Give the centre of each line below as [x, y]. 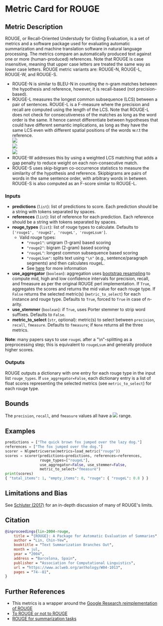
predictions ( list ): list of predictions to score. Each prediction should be [85, 206]
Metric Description [34, 27]
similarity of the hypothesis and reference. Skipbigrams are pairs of [79, 173]
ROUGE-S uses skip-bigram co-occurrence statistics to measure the [81, 168]
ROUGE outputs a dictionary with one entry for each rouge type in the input [80, 373]
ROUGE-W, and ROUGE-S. [31, 74]
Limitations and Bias [36, 493]
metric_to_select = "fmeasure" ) [70, 469]
